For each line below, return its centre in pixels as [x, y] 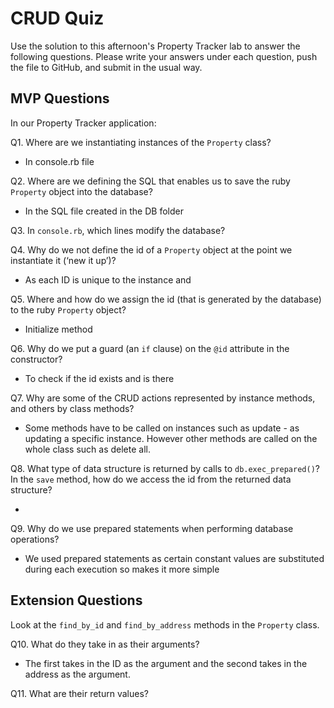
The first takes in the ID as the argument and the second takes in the [166, 663]
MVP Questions [60, 98]
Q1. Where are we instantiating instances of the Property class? [141, 142]
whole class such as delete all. [87, 449]
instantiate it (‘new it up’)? [63, 260]
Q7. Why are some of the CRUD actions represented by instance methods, [163, 398]
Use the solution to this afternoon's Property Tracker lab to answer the [155, 46]
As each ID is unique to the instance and [108, 279]
